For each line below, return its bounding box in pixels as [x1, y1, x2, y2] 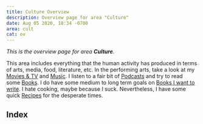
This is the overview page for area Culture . [6, 48, 115, 55]
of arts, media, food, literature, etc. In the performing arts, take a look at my [6, 66, 195, 73]
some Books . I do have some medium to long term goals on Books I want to [6, 79, 195, 86]
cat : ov [6, 31, 26, 38]
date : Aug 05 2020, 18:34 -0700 [6, 20, 88, 26]
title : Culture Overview [6, 8, 69, 15]
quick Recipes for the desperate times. [6, 92, 103, 99]
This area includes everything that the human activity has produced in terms [6, 60, 198, 67]
